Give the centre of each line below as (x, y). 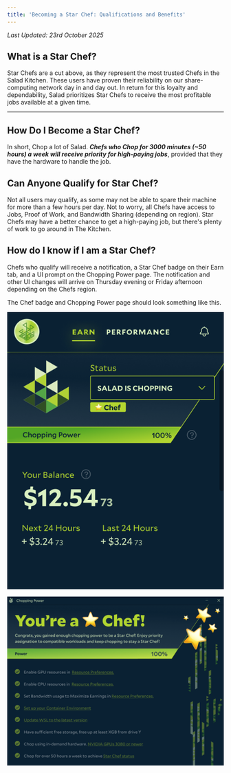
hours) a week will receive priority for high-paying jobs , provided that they (115, 154)
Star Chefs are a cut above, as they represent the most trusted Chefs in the (113, 73)
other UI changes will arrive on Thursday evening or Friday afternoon (105, 281)
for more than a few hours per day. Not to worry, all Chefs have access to (111, 207)
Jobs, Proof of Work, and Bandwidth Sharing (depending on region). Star (110, 215)
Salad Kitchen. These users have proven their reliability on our (95, 80)
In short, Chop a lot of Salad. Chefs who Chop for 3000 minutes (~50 (107, 147)
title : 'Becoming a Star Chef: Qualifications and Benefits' (97, 14)
